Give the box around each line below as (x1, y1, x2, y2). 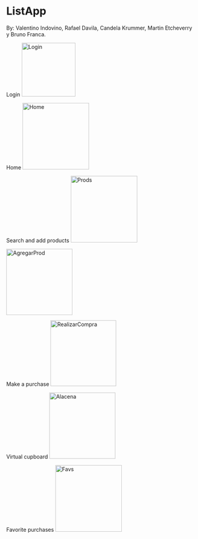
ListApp (6, 4, 46, 18)
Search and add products (6, 237, 69, 244)
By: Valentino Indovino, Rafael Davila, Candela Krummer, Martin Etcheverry (6, 24, 193, 31)
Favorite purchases (6, 526, 54, 533)
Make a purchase (6, 380, 49, 388)
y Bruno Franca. (6, 30, 46, 38)
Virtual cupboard (6, 452, 48, 460)
